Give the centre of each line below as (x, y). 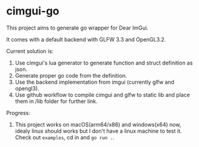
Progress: (18, 113)
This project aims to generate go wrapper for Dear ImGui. (77, 28)
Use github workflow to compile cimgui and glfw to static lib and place (102, 95)
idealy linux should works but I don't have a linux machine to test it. (98, 131)
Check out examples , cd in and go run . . (65, 137)
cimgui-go (33, 11)
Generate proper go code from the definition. (71, 75)
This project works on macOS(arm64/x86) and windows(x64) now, (98, 124)
